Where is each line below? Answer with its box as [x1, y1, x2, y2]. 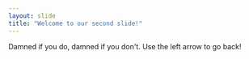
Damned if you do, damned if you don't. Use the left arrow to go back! [8, 41, 242, 51]
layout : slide [8, 11, 57, 20]
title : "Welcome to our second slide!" [8, 19, 143, 27]
